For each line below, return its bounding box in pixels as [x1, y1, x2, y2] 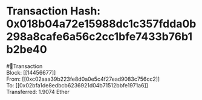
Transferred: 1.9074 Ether [6, 88, 70, 95]
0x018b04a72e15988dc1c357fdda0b [6, 17, 197, 31]
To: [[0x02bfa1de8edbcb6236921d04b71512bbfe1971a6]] [6, 81, 148, 89]
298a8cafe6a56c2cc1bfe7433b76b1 [6, 30, 193, 43]
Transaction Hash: [6, 4, 101, 18]
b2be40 [6, 43, 47, 57]
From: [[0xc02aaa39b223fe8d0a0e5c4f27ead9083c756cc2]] [6, 75, 160, 83]
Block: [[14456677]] [6, 69, 56, 76]
